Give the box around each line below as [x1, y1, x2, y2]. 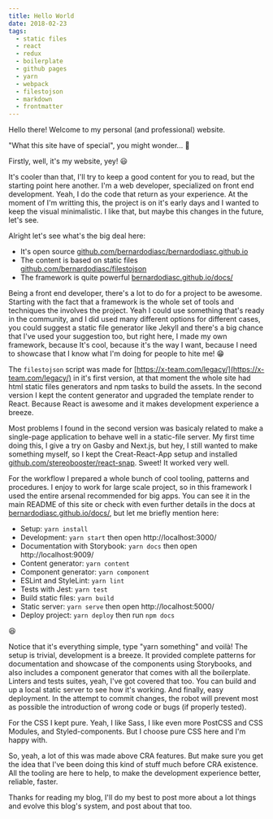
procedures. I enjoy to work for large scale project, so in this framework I [8, 483, 252, 492]
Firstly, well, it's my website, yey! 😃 [8, 156, 128, 167]
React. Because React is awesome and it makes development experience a [8, 399, 259, 409]
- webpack [15, 80, 49, 88]
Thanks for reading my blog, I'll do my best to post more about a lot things [8, 793, 257, 803]
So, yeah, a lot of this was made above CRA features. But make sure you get [8, 751, 264, 760]
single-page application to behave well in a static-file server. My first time [8, 432, 255, 442]
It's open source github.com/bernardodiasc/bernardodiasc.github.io [19, 247, 249, 257]
